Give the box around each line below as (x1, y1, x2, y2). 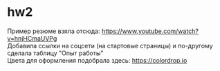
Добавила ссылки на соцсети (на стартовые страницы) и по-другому (7, 41, 213, 50)
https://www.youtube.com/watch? (101, 27, 199, 35)
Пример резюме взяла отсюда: (7, 27, 100, 35)
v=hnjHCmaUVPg (7, 34, 57, 42)
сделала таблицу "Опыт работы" (7, 49, 104, 57)
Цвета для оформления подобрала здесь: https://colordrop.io (7, 56, 187, 64)
